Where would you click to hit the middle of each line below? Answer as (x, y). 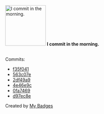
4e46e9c (22, 85)
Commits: (15, 59)
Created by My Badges (29, 106)
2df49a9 (21, 80)
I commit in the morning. (73, 44)
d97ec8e (22, 96)
